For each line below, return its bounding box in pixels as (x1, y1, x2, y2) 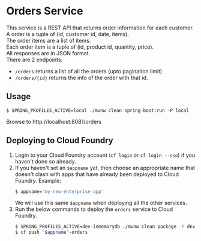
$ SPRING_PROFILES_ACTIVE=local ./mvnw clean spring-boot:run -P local (6, 107, 189, 114)
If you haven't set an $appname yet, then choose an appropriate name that (14, 164, 196, 171)
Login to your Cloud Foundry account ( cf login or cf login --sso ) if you (14, 151, 196, 159)
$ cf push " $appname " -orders (14, 230, 88, 236)
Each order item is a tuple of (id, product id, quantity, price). (6, 43, 154, 50)
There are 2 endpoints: (6, 56, 63, 63)
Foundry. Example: (14, 177, 62, 184)
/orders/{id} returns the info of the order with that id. (14, 74, 148, 81)
